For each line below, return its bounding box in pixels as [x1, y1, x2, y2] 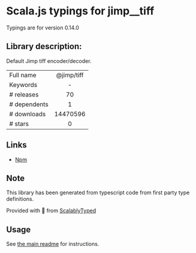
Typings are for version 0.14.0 [6, 24, 80, 31]
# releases [9, 90, 39, 98]
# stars [9, 119, 29, 128]
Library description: [6, 41, 82, 52]
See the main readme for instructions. [6, 240, 99, 248]
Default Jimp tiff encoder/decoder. [6, 57, 92, 64]
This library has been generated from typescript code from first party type [6, 189, 190, 196]
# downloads [9, 110, 46, 118]
